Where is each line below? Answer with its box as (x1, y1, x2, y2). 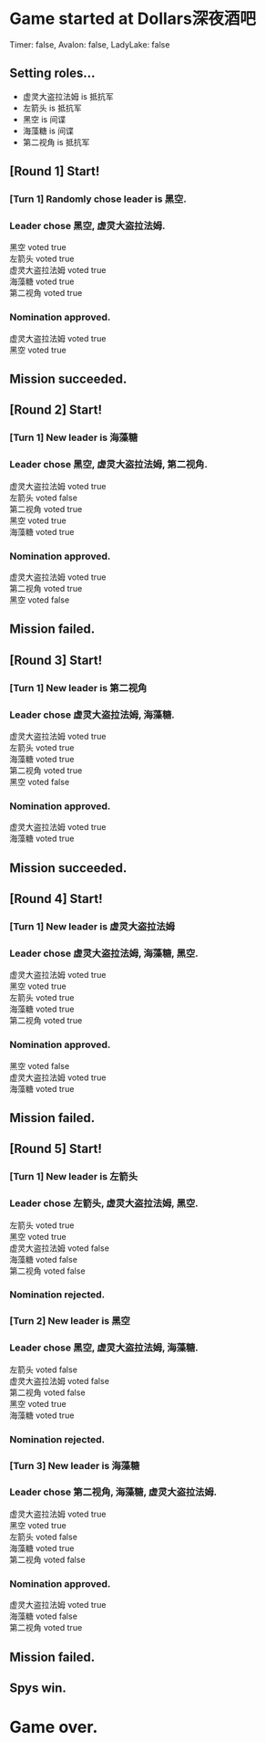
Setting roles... (9, 66, 96, 81)
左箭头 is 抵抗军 (22, 102, 82, 113)
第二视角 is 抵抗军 (22, 136, 90, 147)
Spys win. (9, 1680, 66, 1695)
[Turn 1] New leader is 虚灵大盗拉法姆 (9, 919, 176, 932)
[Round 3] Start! (9, 652, 103, 667)
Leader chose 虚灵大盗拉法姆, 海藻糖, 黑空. (9, 947, 199, 960)
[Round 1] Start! (9, 163, 100, 179)
